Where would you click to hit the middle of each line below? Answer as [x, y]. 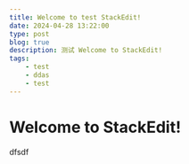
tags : [19, 59]
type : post [29, 34]
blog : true [29, 42]
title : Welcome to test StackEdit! [75, 17]
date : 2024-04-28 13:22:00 [59, 26]
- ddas [37, 75]
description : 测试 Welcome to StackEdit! [86, 51]
